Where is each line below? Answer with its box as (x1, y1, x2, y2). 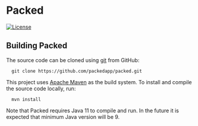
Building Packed (6, 41, 67, 51)
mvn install (11, 96, 42, 102)
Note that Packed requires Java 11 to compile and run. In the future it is (6, 107, 180, 114)
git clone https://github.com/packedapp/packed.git (11, 68, 143, 74)
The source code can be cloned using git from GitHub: (6, 56, 140, 63)
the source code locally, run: (6, 85, 76, 92)
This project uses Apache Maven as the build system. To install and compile (6, 78, 192, 85)
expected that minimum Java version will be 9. (6, 113, 120, 120)
